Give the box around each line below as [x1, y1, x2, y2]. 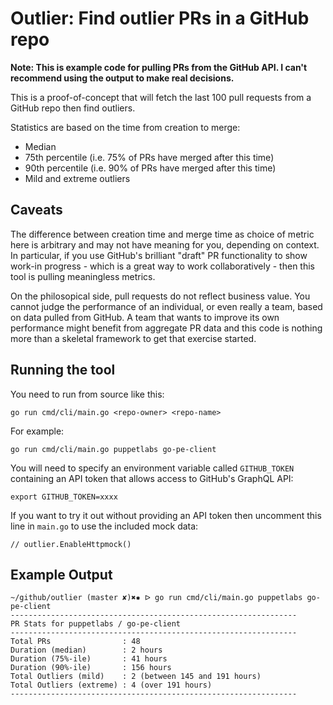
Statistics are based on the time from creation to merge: [10, 121, 241, 133]
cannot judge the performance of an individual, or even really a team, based [10, 300, 323, 312]
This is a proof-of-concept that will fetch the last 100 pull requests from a [10, 91, 312, 103]
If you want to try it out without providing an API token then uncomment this [10, 509, 322, 521]
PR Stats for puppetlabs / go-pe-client [10, 619, 182, 629]
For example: [10, 425, 65, 437]
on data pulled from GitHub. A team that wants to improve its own [10, 311, 280, 323]
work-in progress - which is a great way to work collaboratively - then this [10, 260, 315, 272]
